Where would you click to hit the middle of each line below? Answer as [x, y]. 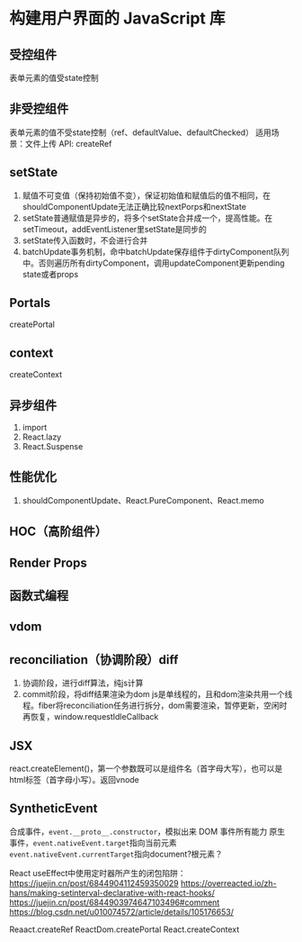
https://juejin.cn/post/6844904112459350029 [94, 883]
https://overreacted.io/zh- [228, 883]
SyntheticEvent [53, 808]
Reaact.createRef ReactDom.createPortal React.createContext [124, 929]
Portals [30, 303]
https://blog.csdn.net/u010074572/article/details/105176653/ [121, 911]
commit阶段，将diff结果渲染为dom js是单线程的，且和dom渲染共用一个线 [157, 694]
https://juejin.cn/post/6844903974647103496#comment [115, 902]
